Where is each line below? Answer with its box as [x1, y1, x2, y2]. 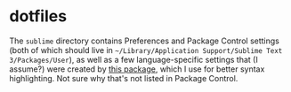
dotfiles [9, 6, 68, 27]
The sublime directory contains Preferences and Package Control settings [9, 35, 280, 46]
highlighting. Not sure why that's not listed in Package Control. [9, 73, 238, 83]
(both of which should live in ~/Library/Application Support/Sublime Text [9, 44, 283, 55]
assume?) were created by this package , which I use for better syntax [9, 64, 265, 74]
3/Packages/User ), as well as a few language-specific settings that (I [9, 54, 258, 65]
